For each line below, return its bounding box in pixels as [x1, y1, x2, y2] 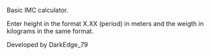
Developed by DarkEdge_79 [6, 41, 88, 48]
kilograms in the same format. [6, 27, 94, 35]
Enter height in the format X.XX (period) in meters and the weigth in [6, 20, 204, 27]
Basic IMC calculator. [6, 6, 69, 14]
